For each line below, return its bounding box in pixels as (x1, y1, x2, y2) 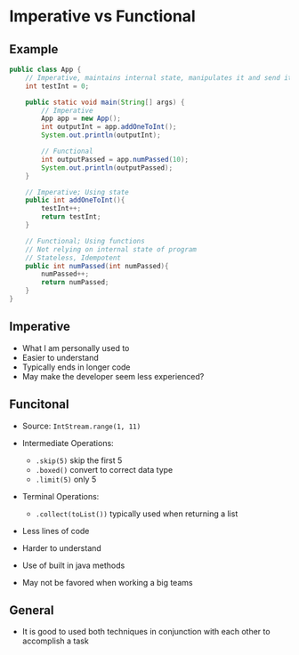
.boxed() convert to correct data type (35, 464, 174, 475)
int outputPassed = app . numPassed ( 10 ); (41, 155, 190, 164)
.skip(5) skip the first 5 (35, 455, 123, 466)
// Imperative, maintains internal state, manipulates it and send (25, 73, 280, 82)
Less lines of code (21, 525, 90, 536)
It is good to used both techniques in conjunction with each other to (21, 627, 271, 637)
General (9, 603, 55, 618)
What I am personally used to (21, 342, 130, 353)
